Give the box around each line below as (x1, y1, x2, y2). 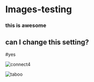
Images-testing (5, 4, 73, 15)
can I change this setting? (5, 37, 89, 47)
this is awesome (5, 22, 46, 29)
